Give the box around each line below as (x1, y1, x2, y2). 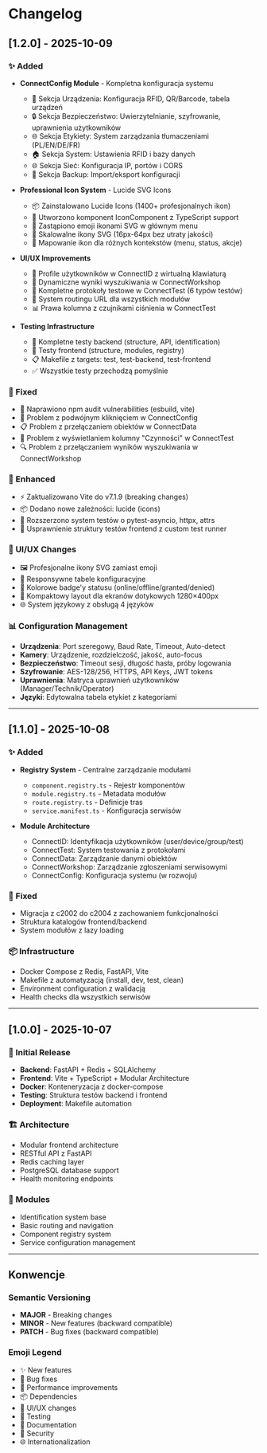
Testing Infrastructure (19, 321, 95, 331)
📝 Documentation (19, 1420, 77, 1429)
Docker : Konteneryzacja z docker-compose (19, 1082, 164, 1092)
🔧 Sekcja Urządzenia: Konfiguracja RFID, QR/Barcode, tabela (31, 93, 230, 104)
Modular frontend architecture (19, 1141, 119, 1150)
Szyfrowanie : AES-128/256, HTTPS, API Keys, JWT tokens (19, 667, 213, 677)
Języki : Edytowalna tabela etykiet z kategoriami (19, 693, 177, 702)
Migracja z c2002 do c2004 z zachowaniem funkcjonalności (19, 909, 219, 918)
